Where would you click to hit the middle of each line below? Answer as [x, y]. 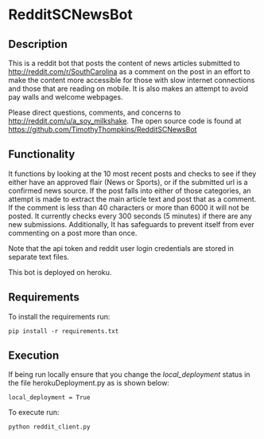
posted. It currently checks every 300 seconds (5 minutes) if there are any [130, 216]
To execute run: [34, 413]
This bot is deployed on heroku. [60, 272]
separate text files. [39, 257]
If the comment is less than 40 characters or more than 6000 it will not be [129, 207]
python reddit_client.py [49, 427]
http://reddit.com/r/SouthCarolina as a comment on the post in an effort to [129, 72]
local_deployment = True [49, 398]
